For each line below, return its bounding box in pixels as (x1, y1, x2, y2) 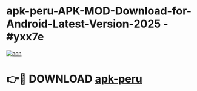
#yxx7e (6, 30, 44, 43)
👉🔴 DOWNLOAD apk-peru (6, 72, 142, 86)
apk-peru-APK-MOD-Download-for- (6, 4, 192, 18)
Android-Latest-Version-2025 (6, 17, 161, 31)
